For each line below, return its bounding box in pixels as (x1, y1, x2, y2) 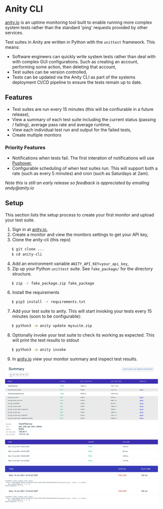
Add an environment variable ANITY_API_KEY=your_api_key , (12, 261, 129, 266)
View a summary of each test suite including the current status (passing (12, 116, 156, 122)
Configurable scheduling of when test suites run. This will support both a (12, 166, 158, 171)
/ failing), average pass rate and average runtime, (12, 122, 111, 127)
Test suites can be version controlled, (12, 69, 87, 75)
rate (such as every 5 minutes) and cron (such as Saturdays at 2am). (12, 170, 149, 176)
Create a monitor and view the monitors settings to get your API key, (12, 231, 149, 237)
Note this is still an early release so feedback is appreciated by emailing (5, 180, 149, 186)
